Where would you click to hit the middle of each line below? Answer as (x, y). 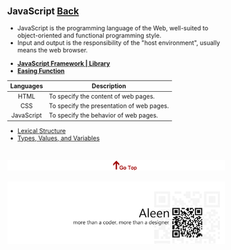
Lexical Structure (41, 131)
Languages (27, 86)
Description (109, 86)
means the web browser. (52, 50)
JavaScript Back (43, 11)
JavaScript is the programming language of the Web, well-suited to (113, 28)
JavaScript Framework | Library (64, 63)
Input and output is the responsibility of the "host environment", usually (119, 42)
